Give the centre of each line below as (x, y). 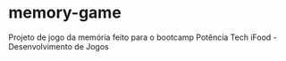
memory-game (65, 13)
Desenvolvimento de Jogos (59, 46)
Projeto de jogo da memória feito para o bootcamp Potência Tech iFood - (143, 37)
